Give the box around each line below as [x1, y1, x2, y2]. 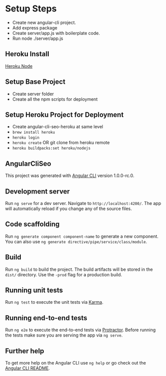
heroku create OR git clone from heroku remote [12, 140, 110, 146]
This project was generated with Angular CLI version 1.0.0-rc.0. [5, 173, 135, 179]
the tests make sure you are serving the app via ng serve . [5, 332, 123, 338]
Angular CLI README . [5, 365, 50, 372]
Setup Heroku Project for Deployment [5, 110, 124, 119]
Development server [5, 187, 70, 195]
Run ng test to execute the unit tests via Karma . [5, 299, 103, 305]
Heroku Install [5, 50, 50, 58]
